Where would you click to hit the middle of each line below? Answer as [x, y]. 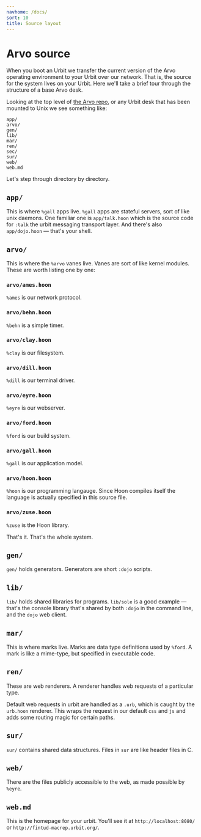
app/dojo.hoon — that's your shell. [49, 231]
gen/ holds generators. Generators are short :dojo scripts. [79, 569]
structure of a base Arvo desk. [45, 90]
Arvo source [38, 53]
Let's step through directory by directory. [58, 179]
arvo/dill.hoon [29, 368]
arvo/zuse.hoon [29, 512]
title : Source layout [34, 23]
